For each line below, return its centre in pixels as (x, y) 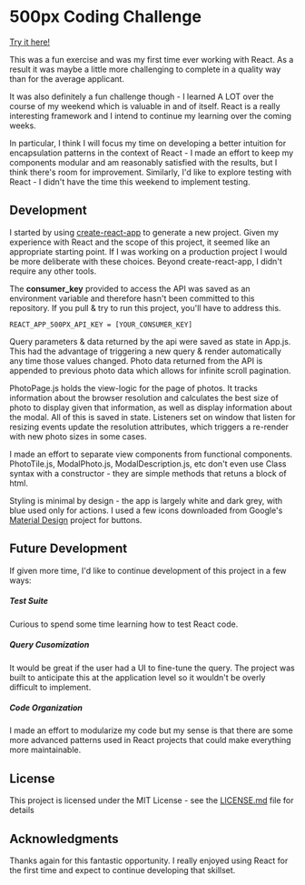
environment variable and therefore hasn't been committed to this (132, 298)
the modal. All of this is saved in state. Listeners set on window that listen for (152, 417)
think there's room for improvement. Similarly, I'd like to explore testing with (151, 172)
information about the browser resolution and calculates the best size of (144, 397)
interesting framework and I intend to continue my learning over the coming (151, 116)
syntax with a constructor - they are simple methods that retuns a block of (148, 473)
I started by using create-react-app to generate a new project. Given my (144, 232)
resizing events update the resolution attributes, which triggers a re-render (149, 427)
